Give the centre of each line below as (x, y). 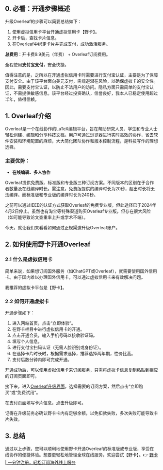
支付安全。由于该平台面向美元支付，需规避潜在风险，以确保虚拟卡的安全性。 (81, 81)
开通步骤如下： (20, 312)
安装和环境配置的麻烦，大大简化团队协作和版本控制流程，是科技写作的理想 (83, 141)
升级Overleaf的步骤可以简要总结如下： (43, 21)
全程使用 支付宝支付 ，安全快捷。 (37, 64)
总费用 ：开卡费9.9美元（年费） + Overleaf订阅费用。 (58, 54)
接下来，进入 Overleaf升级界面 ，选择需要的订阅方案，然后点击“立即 (72, 386)
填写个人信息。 (27, 341)
